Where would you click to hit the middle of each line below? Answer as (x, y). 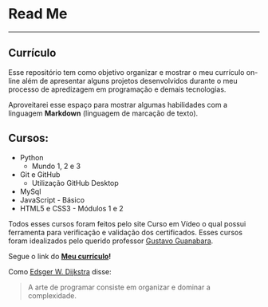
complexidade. (52, 295)
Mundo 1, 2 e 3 (56, 166)
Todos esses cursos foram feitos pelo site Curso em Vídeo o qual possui (127, 223)
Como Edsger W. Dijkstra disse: (60, 271)
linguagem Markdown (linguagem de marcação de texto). (103, 113)
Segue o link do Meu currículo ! (60, 256)
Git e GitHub (40, 174)
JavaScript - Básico (52, 199)
